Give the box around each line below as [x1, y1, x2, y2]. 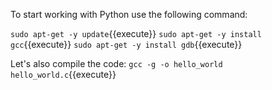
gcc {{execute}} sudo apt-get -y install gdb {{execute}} [10, 39, 243, 50]
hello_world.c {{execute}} [10, 69, 117, 80]
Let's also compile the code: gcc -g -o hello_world [10, 58, 223, 69]
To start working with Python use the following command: [10, 9, 248, 20]
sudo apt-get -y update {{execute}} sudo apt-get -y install [10, 28, 262, 39]
